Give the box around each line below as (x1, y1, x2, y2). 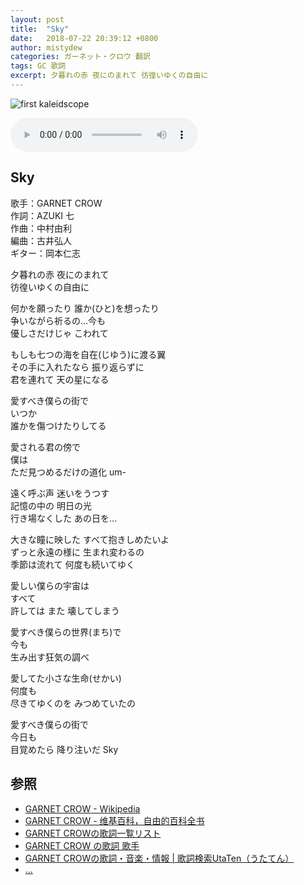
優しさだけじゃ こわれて (10, 327, 109, 339)
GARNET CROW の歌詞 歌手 (24, 839, 140, 851)
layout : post (10, 14, 65, 25)
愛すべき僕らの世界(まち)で (10, 626, 122, 638)
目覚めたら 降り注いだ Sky (10, 743, 119, 755)
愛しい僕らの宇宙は (10, 579, 90, 591)
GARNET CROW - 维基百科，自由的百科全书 (24, 814, 205, 826)
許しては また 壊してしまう (10, 604, 120, 616)
